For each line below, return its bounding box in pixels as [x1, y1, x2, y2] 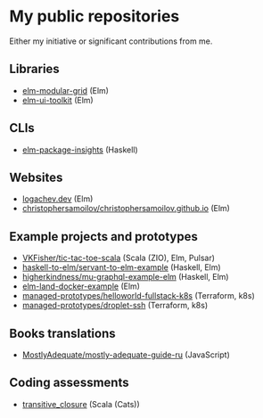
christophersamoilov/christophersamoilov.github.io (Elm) [21, 203, 230, 214]
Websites [9, 169, 63, 184]
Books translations [9, 325, 116, 340]
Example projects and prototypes [9, 229, 198, 244]
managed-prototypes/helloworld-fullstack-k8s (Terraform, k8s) [21, 291, 256, 301]
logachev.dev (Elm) [21, 193, 94, 204]
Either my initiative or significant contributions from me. [9, 36, 213, 46]
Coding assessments [9, 375, 129, 390]
